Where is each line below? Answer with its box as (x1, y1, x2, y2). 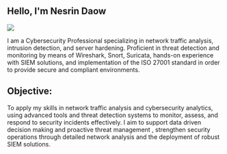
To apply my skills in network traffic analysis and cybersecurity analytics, (7, 103, 213, 112)
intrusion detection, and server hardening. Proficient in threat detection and (7, 44, 220, 52)
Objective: (7, 86, 53, 97)
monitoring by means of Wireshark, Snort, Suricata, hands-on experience (7, 51, 214, 59)
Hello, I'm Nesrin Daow (7, 5, 107, 17)
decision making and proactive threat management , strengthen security (7, 125, 211, 133)
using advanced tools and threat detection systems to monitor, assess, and (7, 111, 219, 119)
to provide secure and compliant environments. (7, 65, 140, 74)
